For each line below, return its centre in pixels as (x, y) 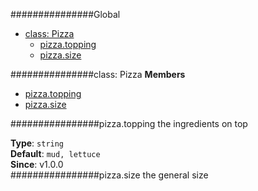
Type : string (37, 143)
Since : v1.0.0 (37, 164)
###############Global (65, 14)
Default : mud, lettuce (55, 153)
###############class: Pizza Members (98, 74)
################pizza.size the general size (109, 175)
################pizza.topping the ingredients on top (129, 123)
